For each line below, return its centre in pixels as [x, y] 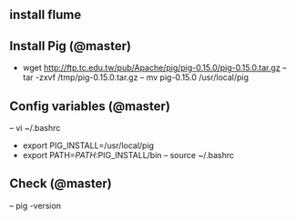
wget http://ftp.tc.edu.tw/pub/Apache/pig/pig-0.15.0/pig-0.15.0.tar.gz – [154, 68]
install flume [46, 15]
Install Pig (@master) [71, 46]
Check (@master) [61, 184]
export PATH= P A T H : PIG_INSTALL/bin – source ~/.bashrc [128, 155]
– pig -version [36, 205]
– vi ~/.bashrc [35, 128]
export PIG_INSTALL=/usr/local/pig [88, 145]
